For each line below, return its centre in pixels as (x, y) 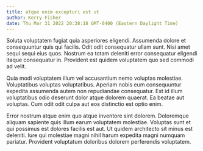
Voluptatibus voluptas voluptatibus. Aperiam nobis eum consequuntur (94, 85)
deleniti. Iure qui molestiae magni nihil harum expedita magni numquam (96, 135)
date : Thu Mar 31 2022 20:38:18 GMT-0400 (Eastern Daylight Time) (92, 23)
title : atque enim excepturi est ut (53, 12)
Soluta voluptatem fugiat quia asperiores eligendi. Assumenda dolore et (96, 41)
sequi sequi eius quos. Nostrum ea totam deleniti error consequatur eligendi (102, 54)
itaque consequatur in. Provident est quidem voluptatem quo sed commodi (100, 60)
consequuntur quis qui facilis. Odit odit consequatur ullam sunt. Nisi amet (98, 47)
